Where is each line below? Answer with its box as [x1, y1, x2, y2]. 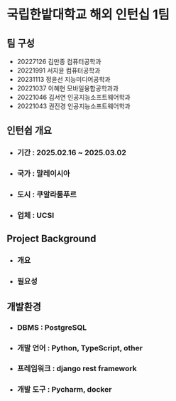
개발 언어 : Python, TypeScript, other [16, 343, 143, 353]
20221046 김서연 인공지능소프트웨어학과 [16, 93, 131, 101]
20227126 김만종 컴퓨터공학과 [16, 58, 101, 66]
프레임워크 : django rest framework [16, 364, 137, 374]
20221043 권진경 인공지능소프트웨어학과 [16, 102, 131, 110]
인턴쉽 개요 [6, 125, 53, 137]
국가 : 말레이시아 [16, 169, 70, 179]
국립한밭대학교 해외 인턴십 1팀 [6, 6, 170, 23]
